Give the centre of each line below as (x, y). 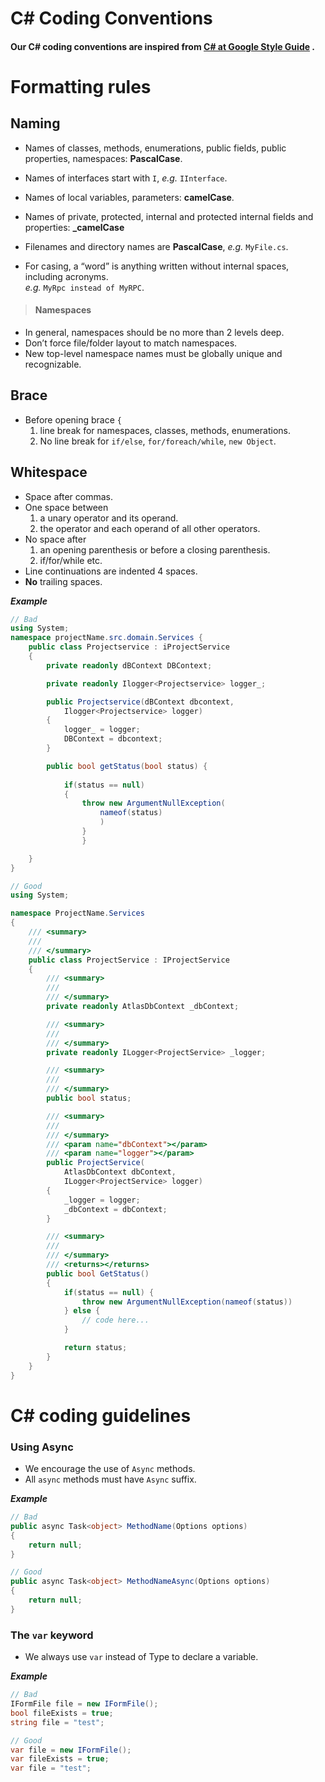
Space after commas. (69, 496)
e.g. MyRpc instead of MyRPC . (84, 287)
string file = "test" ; (57, 1722)
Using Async (42, 1447)
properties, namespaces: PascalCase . (103, 158)
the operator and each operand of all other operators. (150, 528)
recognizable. (53, 364)
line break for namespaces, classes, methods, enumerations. (165, 430)
